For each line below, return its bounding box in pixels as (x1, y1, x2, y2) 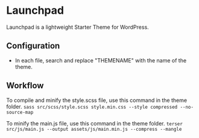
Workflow (6, 80, 44, 91)
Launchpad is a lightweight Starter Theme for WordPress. (6, 23, 149, 31)
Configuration (6, 41, 60, 51)
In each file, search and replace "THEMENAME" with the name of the (14, 56, 187, 64)
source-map (6, 109, 34, 115)
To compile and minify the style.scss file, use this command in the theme (6, 97, 188, 104)
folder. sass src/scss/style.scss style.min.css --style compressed (6, 103, 178, 110)
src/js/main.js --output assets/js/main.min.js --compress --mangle (6, 126, 182, 132)
